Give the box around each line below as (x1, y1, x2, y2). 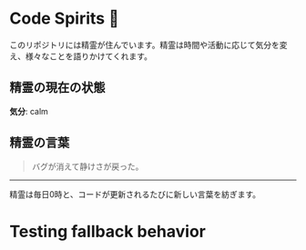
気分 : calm (9, 105, 48, 116)
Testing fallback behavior (9, 221, 207, 242)
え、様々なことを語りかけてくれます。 (9, 50, 153, 62)
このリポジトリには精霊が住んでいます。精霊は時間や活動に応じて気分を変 (9, 39, 288, 50)
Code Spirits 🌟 (9, 8, 120, 29)
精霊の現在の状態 (9, 80, 106, 95)
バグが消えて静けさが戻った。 (31, 161, 144, 172)
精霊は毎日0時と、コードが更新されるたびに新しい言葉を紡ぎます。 (9, 188, 261, 199)
